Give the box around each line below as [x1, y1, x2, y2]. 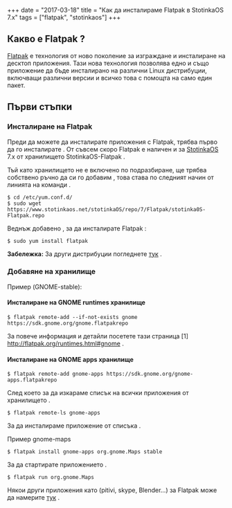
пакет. [7, 81, 26, 89]
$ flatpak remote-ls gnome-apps [7, 410, 100, 417]
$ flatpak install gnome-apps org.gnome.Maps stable [7, 448, 163, 455]
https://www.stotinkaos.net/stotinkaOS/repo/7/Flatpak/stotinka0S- [7, 206, 206, 213]
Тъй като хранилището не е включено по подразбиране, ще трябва [7, 165, 207, 174]
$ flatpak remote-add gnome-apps [7, 370, 104, 378]
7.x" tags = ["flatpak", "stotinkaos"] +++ [7, 13, 121, 21]
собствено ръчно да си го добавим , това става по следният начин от [7, 173, 215, 181]
